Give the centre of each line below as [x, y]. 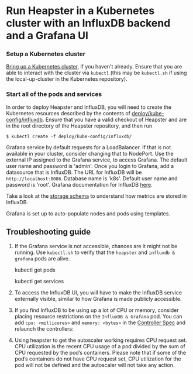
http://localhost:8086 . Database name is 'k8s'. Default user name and [92, 178]
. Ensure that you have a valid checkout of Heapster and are [115, 119]
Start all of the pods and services [54, 94]
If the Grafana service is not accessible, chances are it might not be [96, 246]
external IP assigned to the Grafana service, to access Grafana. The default [97, 160]
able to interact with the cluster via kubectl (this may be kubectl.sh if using [96, 73]
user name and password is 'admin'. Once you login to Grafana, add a [90, 166]
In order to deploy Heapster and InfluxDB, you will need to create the [89, 107]
